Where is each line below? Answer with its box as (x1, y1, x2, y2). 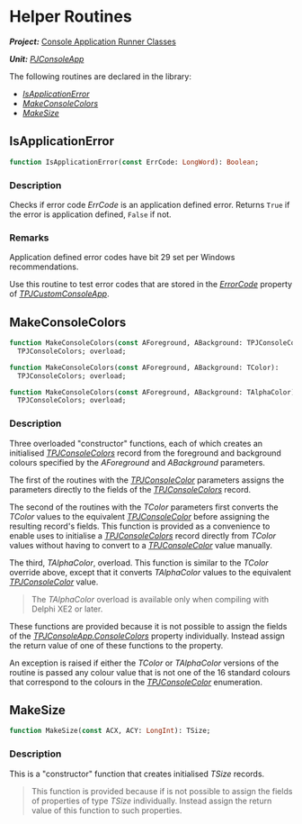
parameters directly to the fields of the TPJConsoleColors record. (9, 484, 252, 494)
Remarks (9, 231, 49, 244)
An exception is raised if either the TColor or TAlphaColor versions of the (9, 657, 280, 668)
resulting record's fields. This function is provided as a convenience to (9, 521, 271, 531)
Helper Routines (9, 6, 132, 27)
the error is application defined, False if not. (9, 209, 173, 220)
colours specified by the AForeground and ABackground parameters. (9, 457, 265, 467)
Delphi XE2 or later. (31, 603, 103, 614)
